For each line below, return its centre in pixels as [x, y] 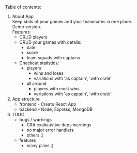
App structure [26, 99]
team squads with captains [53, 58]
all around [37, 84]
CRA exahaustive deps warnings [59, 125]
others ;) [35, 135]
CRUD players [33, 37]
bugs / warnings [36, 119]
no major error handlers [50, 130]
